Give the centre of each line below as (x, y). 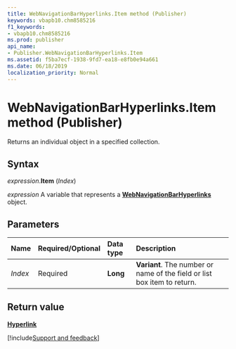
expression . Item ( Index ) (42, 181)
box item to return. (166, 282)
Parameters (33, 224)
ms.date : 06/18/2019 (38, 66)
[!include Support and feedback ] (53, 338)
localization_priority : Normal (53, 72)
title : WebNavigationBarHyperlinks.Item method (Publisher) (97, 14)
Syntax (23, 164)
